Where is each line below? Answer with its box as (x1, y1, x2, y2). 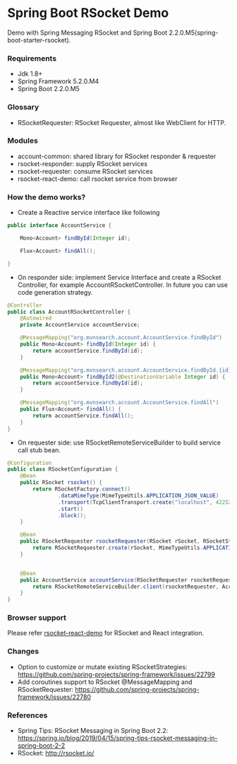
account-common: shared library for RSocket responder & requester (17, 152, 217, 160)
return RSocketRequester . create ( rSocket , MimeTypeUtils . (32, 544, 203, 551)
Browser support (7, 613, 67, 623)
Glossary (7, 102, 39, 112)
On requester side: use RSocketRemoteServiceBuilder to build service (17, 438, 221, 447)
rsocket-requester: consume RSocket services (17, 167, 153, 175)
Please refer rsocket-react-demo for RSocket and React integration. (7, 629, 205, 637)
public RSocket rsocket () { (20, 479, 102, 486)
